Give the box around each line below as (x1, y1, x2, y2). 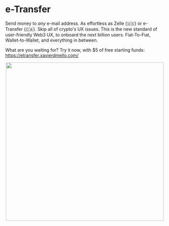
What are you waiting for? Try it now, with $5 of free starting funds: (5, 47, 145, 53)
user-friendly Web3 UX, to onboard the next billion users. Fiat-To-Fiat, (5, 31, 151, 37)
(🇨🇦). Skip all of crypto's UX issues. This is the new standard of (24, 26, 157, 32)
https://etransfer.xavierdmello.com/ (5, 52, 79, 58)
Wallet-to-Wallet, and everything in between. (5, 37, 98, 43)
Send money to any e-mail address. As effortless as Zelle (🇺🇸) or (5, 20, 142, 26)
